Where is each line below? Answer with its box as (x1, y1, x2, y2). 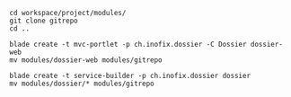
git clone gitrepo (9, 16, 78, 25)
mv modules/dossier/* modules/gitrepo (9, 79, 154, 88)
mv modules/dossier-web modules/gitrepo (9, 56, 163, 65)
